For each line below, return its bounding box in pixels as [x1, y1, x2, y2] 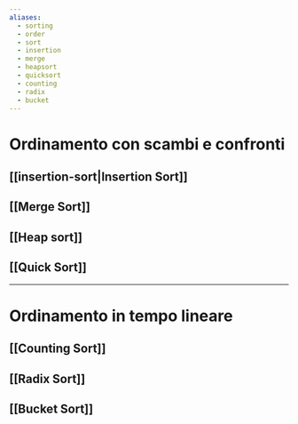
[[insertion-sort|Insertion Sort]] [9, 169, 188, 184]
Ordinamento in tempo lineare [9, 306, 233, 325]
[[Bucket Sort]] [9, 401, 94, 416]
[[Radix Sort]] [9, 371, 86, 387]
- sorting [17, 21, 53, 30]
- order [17, 29, 46, 38]
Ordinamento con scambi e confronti [9, 134, 286, 154]
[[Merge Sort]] [9, 199, 90, 214]
